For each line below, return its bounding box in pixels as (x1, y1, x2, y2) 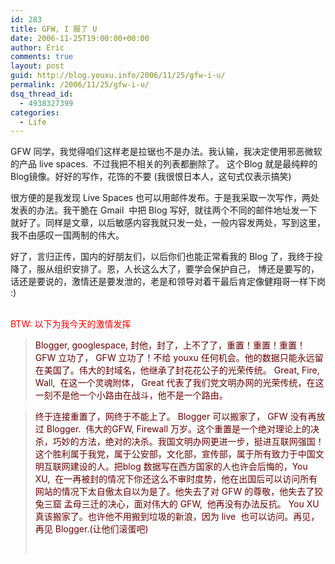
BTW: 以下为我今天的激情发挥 (10, 318, 132, 330)
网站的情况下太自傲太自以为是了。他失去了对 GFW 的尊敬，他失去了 (34, 486, 315, 498)
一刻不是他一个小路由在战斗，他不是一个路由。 (34, 389, 228, 401)
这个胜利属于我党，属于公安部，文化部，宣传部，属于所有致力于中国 (34, 448, 316, 460)
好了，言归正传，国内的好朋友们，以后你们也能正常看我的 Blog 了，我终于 (10, 251, 315, 263)
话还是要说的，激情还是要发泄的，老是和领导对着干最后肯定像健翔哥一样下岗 (10, 276, 326, 288)
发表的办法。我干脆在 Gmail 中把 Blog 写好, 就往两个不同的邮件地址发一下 (10, 204, 318, 216)
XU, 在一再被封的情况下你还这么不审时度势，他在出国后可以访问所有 (34, 473, 318, 485)
